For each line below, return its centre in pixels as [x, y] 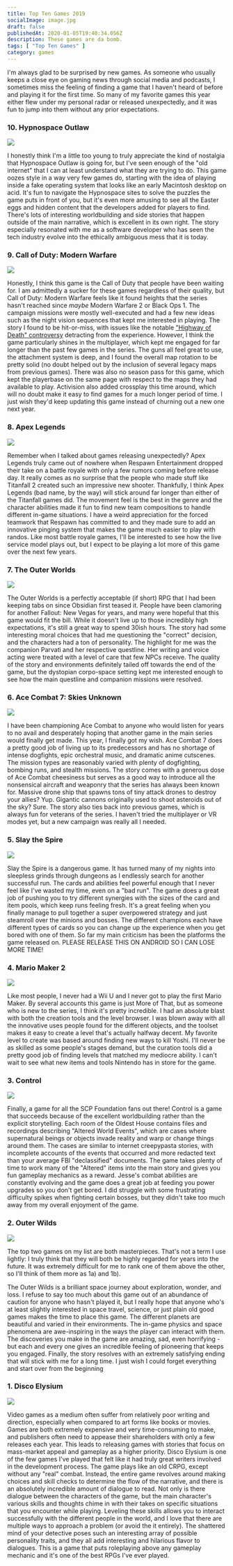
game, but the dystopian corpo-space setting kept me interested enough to [115, 672]
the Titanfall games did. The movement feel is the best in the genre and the [115, 499]
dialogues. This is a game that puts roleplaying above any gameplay [104, 1548]
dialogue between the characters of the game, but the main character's [110, 1496]
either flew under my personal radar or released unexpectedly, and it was [112, 102]
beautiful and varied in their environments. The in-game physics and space [115, 1324]
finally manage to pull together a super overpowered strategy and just [107, 913]
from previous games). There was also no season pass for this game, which [116, 372]
